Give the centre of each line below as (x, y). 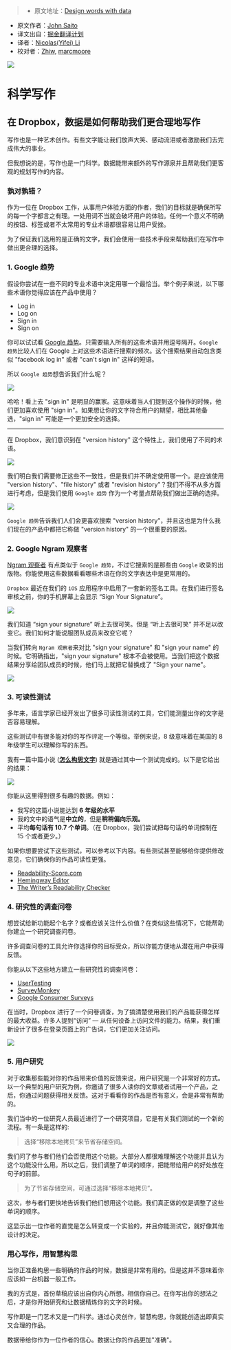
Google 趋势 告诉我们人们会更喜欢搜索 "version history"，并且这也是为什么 (111, 520)
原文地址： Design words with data (83, 11)
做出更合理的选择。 (34, 248)
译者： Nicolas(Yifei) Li (48, 43)
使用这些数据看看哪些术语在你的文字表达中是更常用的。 (115, 573)
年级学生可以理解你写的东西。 (49, 745)
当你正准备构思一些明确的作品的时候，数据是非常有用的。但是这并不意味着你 (115, 1270)
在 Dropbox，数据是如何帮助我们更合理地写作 (104, 122)
